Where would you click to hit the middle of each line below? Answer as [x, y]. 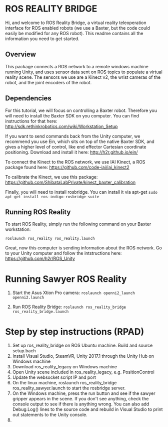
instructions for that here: [31, 121]
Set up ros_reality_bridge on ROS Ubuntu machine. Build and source [82, 345]
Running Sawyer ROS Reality [66, 279]
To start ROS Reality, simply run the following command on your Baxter [78, 224]
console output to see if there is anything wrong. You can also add [81, 404]
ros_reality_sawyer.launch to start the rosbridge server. [69, 388]
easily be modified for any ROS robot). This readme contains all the [74, 33]
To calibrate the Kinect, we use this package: [51, 177]
